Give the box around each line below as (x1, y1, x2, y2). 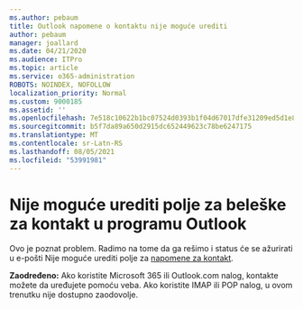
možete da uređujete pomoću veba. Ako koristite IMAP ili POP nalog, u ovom (9, 280, 293, 291)
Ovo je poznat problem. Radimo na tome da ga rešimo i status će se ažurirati (9, 243, 293, 254)
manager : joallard (9, 38, 78, 48)
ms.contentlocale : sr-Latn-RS (9, 139, 124, 148)
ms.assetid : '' (9, 105, 67, 114)
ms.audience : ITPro (9, 55, 83, 64)
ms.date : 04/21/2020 (9, 47, 87, 56)
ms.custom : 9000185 (9, 96, 83, 106)
